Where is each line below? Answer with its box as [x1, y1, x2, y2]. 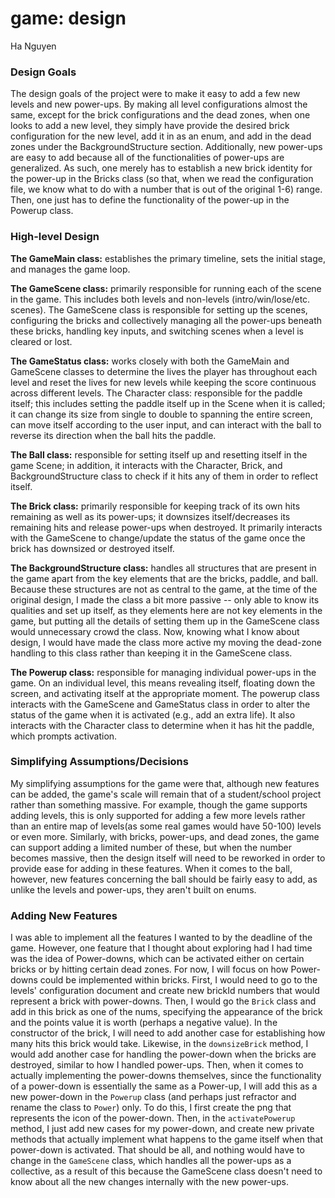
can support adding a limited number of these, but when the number [10, 841, 293, 853]
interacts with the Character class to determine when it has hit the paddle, [10, 719, 315, 731]
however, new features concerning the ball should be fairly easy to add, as [10, 873, 318, 885]
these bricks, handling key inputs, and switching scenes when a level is [10, 325, 305, 337]
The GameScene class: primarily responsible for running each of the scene [10, 282, 322, 294]
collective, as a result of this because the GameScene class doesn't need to [10, 1165, 323, 1177]
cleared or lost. [10, 335, 73, 347]
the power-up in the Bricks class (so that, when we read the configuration [10, 173, 314, 185]
